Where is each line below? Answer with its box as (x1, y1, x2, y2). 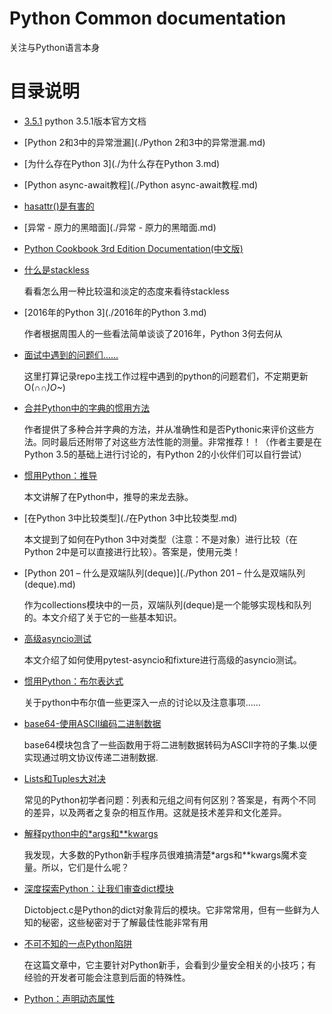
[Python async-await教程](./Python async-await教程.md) (23, 178, 259, 191)
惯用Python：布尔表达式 (23, 675, 124, 687)
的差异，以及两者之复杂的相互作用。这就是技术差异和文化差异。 (23, 806, 287, 818)
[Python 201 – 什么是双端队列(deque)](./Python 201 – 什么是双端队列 (23, 567, 306, 579)
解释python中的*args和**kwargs (23, 827, 159, 839)
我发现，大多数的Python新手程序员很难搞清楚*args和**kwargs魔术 (23, 848, 299, 861)
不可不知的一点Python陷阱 (23, 937, 133, 949)
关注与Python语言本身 (9, 41, 101, 53)
